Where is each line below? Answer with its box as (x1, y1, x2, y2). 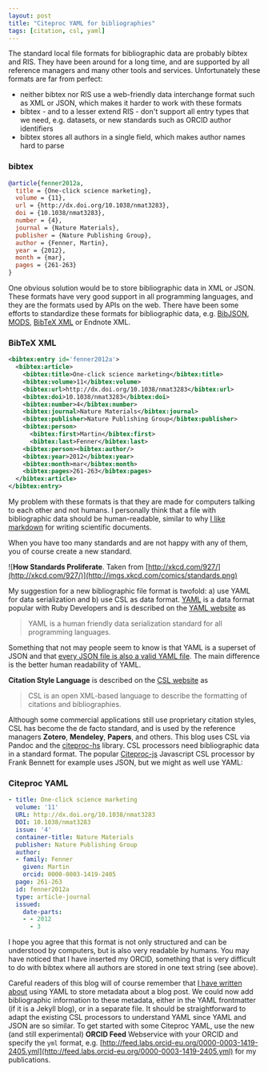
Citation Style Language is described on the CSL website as (8, 676, 209, 685)
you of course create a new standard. (8, 546, 132, 556)
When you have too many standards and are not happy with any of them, (8, 538, 248, 548)
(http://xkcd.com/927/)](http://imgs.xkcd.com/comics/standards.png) (8, 571, 238, 580)
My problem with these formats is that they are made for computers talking (8, 497, 255, 506)
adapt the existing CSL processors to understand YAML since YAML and (8, 1013, 246, 1022)
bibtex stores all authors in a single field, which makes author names (19, 132, 246, 142)
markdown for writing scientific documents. (8, 522, 152, 532)
